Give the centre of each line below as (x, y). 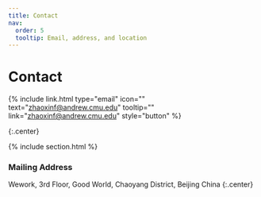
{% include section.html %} (53, 147)
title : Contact (33, 15)
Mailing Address (40, 168)
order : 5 (30, 30)
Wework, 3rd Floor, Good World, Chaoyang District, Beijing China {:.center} (131, 184)
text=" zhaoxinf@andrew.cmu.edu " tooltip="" (81, 107)
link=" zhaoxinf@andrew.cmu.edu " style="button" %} (95, 116)
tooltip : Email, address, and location (81, 38)
